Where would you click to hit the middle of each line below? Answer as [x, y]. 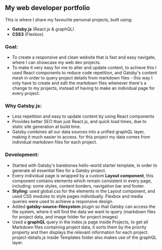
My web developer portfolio [48, 8]
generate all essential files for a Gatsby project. [59, 170]
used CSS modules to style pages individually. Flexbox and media [77, 196]
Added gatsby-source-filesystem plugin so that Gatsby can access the [84, 206]
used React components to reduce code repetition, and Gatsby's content [84, 73]
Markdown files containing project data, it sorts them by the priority [79, 227]
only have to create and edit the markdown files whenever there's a [79, 83]
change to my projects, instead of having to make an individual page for [83, 88]
